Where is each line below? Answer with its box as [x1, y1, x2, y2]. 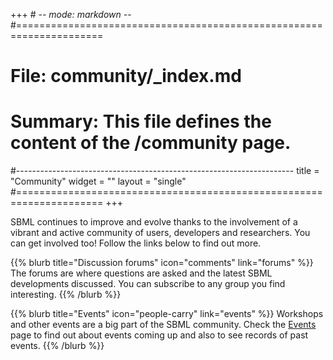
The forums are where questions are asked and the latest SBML [10, 267, 273, 279]
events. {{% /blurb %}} [10, 340, 105, 352]
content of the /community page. [10, 132, 292, 154]
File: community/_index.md [10, 65, 242, 88]
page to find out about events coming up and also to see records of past [10, 329, 309, 341]
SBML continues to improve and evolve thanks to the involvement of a [10, 216, 298, 228]
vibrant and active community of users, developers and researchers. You [10, 227, 311, 239]
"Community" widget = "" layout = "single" [10, 175, 187, 188]
